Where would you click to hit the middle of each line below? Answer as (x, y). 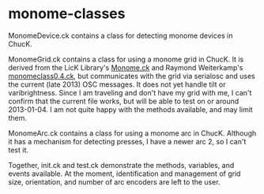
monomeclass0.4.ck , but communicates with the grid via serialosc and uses (132, 76)
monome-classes (67, 14)
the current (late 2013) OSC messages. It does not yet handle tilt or (117, 84)
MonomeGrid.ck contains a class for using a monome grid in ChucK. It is (126, 59)
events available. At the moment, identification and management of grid (124, 173)
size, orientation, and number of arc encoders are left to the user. (114, 181)
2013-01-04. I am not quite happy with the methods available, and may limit (130, 109)
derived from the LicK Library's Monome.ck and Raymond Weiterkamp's (126, 67)
